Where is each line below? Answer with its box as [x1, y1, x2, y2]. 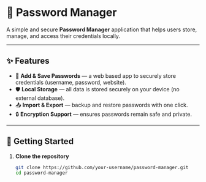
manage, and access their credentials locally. [6, 32, 121, 39]
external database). [15, 94, 65, 102]
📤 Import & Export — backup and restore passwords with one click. [15, 101, 188, 108]
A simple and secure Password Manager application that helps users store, [6, 26, 197, 33]
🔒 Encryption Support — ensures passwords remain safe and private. [15, 110, 192, 118]
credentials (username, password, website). [15, 78, 127, 86]
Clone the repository [15, 153, 69, 160]
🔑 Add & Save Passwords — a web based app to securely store [15, 72, 177, 79]
